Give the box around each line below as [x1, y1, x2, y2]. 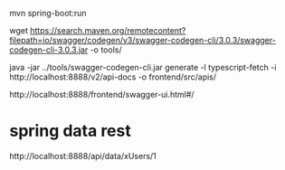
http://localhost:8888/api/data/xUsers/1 [9, 150, 157, 161]
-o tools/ [90, 44, 122, 55]
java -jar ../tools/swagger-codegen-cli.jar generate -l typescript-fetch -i [9, 62, 277, 72]
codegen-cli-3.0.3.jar [9, 44, 89, 55]
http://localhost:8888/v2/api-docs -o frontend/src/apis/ [9, 71, 217, 82]
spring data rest [9, 121, 131, 141]
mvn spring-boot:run [9, 8, 87, 18]
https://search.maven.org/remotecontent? [30, 25, 186, 35]
